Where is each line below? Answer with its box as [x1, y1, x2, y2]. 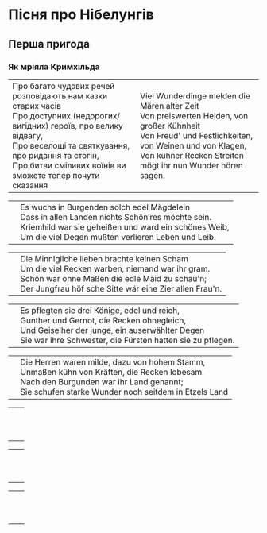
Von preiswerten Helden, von [140, 110, 249, 121]
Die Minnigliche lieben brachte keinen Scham [20, 253, 189, 264]
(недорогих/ [72, 110, 121, 121]
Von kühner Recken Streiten [140, 149, 244, 160]
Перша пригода [8, 37, 90, 51]
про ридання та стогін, [12, 149, 99, 160]
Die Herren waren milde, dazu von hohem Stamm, [20, 356, 206, 367]
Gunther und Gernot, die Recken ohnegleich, [20, 315, 187, 326]
